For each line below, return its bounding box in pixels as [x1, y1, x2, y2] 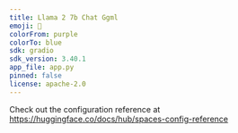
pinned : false [9, 71, 63, 80]
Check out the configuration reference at [9, 104, 161, 114]
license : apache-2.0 [9, 79, 87, 88]
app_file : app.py [9, 63, 75, 72]
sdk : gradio [9, 46, 54, 55]
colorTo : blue [9, 37, 63, 47]
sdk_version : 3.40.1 [9, 54, 87, 63]
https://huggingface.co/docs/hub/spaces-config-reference [9, 113, 229, 124]
